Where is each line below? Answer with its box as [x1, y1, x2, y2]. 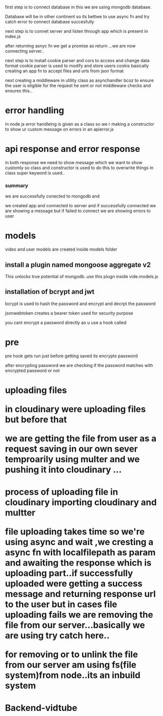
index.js [5, 34, 21, 39]
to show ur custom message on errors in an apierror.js [5, 126, 114, 132]
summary [5, 182, 28, 189]
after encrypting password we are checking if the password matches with [5, 362, 153, 368]
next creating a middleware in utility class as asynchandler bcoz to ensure [5, 78, 154, 83]
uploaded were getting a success [5, 578, 143, 589]
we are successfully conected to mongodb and [5, 193, 100, 199]
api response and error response [5, 144, 141, 154]
